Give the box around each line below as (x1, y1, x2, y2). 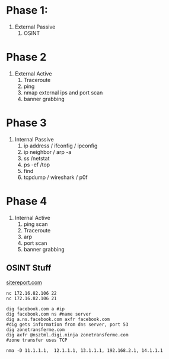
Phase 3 (6, 116, 47, 130)
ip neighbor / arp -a (23, 148, 72, 155)
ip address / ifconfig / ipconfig (23, 142, 98, 149)
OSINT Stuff (6, 263, 52, 273)
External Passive (14, 23, 56, 30)
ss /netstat (23, 155, 50, 162)
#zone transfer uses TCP (6, 337, 68, 343)
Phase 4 (6, 194, 47, 208)
